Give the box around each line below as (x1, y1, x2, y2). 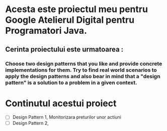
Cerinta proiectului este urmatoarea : (5, 45, 124, 53)
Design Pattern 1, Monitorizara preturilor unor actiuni (12, 114, 122, 120)
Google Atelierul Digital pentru (5, 14, 135, 26)
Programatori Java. (5, 25, 87, 36)
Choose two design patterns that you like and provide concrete (5, 60, 162, 67)
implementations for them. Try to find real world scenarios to (5, 67, 157, 74)
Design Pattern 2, (12, 120, 49, 126)
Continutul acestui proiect (5, 97, 117, 109)
